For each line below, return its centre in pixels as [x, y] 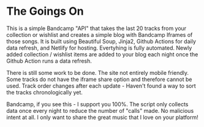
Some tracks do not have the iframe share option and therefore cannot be [99, 79]
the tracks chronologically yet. [44, 92]
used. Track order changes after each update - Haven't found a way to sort [101, 86]
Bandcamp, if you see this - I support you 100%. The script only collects [97, 104]
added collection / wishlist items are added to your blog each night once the [102, 54]
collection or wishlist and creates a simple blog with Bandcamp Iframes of [100, 34]
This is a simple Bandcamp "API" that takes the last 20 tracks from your [96, 28]
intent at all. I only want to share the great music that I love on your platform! [102, 117]
